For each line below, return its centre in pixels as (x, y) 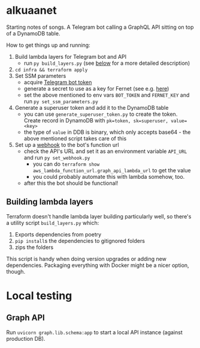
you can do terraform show (66, 164)
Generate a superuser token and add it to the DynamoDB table (92, 107)
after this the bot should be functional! (71, 183)
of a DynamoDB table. (33, 33)
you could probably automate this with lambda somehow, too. (109, 176)
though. (16, 271)
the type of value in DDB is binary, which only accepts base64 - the (107, 132)
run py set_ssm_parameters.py (61, 101)
